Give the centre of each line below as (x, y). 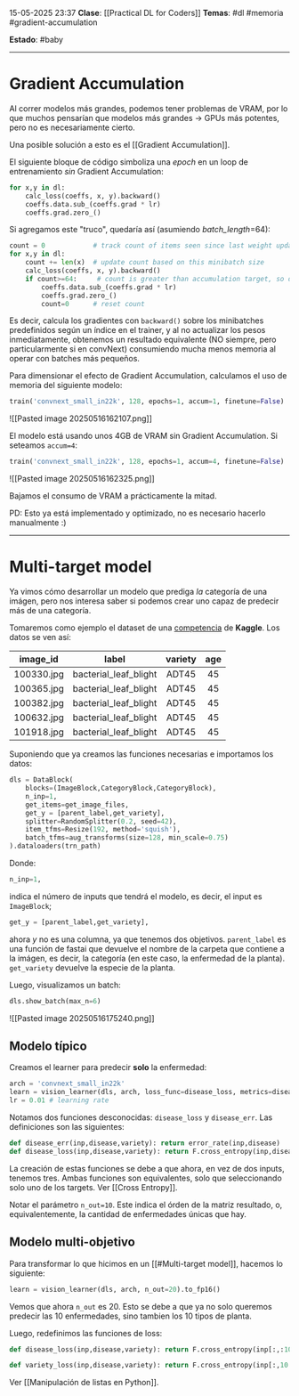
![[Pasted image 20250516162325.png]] (82, 479)
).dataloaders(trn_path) (55, 846)
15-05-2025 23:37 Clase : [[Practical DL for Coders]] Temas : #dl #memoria (146, 13)
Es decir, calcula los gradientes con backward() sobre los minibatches (137, 321)
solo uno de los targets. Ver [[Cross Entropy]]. (93, 1187)
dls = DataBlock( (41, 780)
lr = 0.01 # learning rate (59, 1100)
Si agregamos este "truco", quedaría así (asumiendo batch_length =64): (140, 230)
